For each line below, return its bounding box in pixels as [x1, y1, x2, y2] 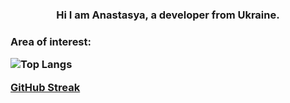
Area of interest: [10, 34, 92, 48]
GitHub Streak [10, 80, 81, 94]
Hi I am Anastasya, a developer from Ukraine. [56, 8, 280, 22]
